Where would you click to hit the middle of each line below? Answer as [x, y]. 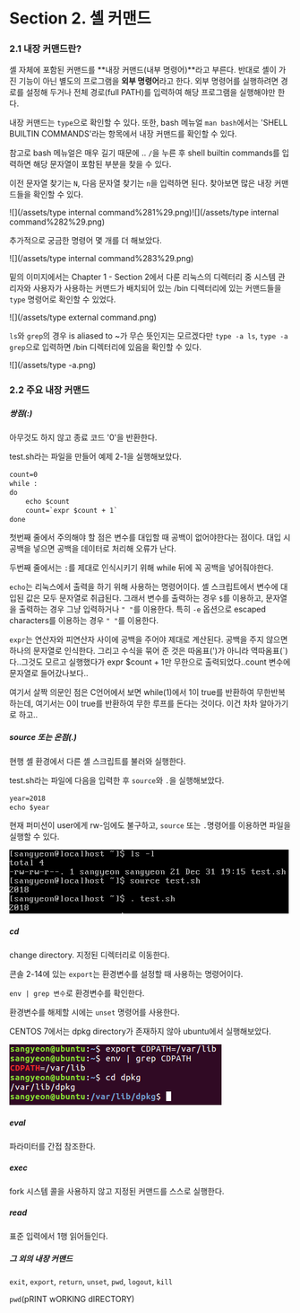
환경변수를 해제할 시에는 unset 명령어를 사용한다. [95, 1012]
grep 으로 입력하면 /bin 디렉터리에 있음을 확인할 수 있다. [106, 348]
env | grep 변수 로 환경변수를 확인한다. [77, 993]
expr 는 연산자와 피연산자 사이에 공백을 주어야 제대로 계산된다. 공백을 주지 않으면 [149, 639]
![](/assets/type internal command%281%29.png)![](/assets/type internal [144, 213]
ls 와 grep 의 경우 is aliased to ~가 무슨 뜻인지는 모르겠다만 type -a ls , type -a [149, 336]
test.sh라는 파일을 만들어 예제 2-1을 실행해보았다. [95, 457]
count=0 [24, 475]
